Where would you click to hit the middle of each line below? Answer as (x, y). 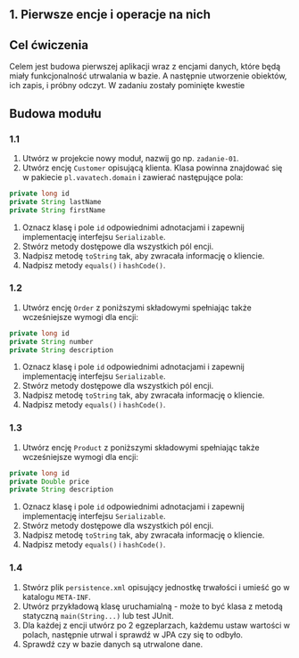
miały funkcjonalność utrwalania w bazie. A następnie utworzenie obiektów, (148, 76)
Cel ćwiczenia (49, 45)
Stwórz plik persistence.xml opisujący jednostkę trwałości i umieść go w (156, 587)
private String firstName (57, 210)
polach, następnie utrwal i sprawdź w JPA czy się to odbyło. (133, 634)
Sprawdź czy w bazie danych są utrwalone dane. (112, 644)
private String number (51, 341)
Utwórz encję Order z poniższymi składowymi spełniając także (137, 308)
